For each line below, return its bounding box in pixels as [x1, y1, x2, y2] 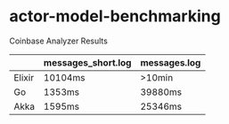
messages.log [140, 56, 201, 68]
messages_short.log [43, 56, 132, 68]
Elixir [13, 71, 34, 83]
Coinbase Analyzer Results [9, 35, 109, 46]
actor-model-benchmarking [9, 6, 221, 27]
